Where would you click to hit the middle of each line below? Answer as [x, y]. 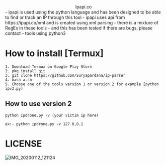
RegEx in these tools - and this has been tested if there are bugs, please [79, 28]
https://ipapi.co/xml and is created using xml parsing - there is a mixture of [82, 23]
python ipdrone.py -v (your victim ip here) [52, 115]
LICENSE [24, 144]
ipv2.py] [14, 88]
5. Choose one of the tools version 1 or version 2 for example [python [82, 84]
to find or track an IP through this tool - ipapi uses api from [65, 17]
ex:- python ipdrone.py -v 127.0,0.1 [44, 124]
